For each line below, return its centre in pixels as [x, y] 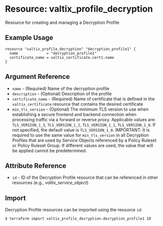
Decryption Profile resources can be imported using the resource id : [74, 210]
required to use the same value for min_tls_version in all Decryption [81, 135]
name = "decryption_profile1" [53, 53]
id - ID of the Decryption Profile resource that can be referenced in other [85, 178]
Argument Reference [37, 77]
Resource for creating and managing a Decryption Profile [62, 22]
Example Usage [29, 38]
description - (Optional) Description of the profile [62, 94]
